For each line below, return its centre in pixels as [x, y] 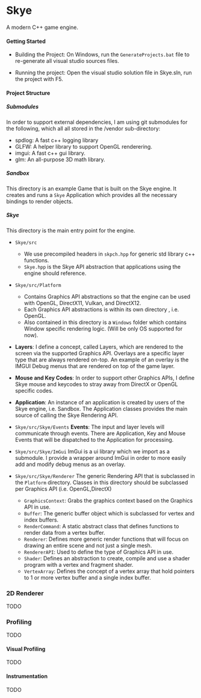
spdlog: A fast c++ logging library [57, 140]
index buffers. [41, 520]
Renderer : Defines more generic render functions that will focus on [106, 539]
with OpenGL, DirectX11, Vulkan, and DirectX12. [82, 303]
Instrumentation [27, 676]
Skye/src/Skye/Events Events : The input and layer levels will [89, 427]
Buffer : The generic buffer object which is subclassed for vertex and [109, 513]
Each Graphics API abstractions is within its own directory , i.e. [101, 309]
